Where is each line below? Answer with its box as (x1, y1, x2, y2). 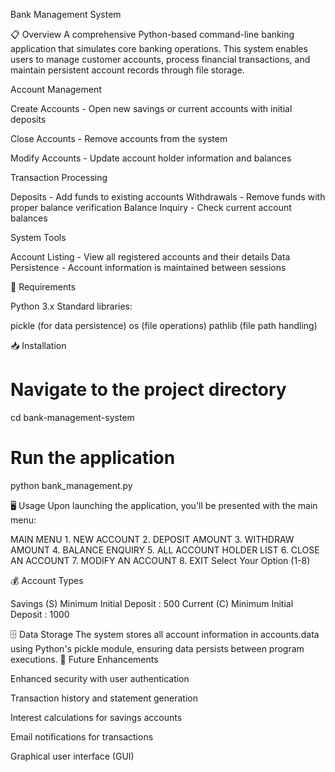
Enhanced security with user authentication (10, 672, 190, 684)
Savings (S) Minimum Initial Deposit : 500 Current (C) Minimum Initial (10, 597, 294, 609)
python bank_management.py (10, 479, 133, 491)
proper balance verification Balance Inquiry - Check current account (10, 202, 292, 213)
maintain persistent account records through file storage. (10, 64, 245, 76)
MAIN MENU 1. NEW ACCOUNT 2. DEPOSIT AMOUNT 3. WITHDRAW (10, 533, 295, 545)
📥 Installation (10, 340, 67, 351)
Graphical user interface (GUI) (10, 750, 135, 762)
